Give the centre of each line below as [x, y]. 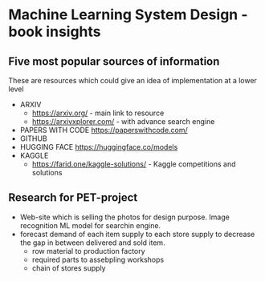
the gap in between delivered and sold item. [93, 243]
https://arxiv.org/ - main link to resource [98, 113]
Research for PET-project [73, 198]
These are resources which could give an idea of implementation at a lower [132, 80]
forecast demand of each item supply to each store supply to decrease [137, 234]
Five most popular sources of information [114, 61]
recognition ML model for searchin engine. [90, 225]
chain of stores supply [69, 268]
